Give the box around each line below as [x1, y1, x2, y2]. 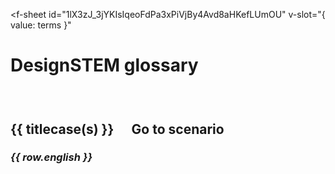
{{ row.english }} [10, 150, 93, 164]
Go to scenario [131, 120, 225, 138]
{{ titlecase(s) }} [10, 120, 115, 138]
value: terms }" [10, 19, 72, 31]
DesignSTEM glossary [10, 54, 199, 77]
